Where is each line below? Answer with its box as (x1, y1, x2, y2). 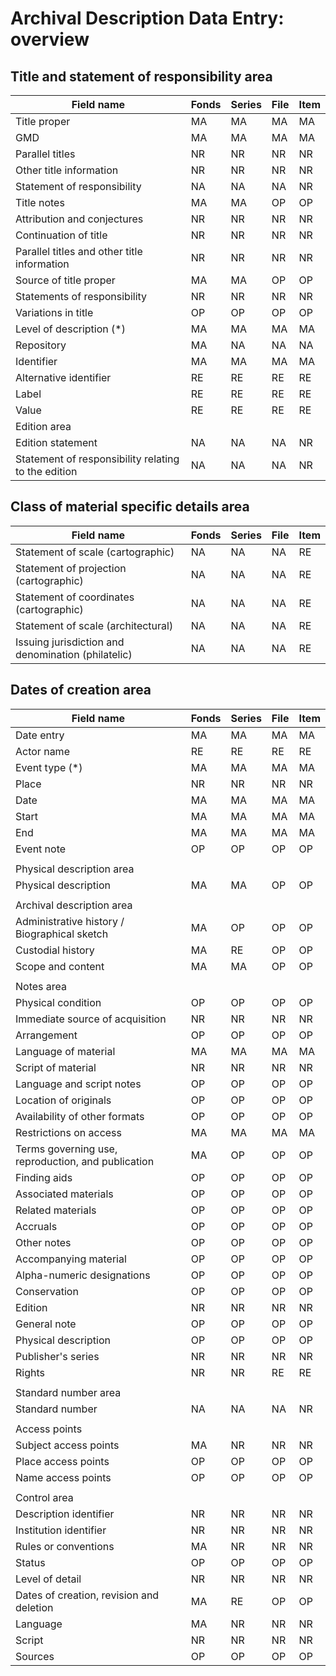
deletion (15, 1600, 54, 1614)
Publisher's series (15, 1349, 100, 1363)
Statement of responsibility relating (15, 452, 180, 466)
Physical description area (15, 862, 135, 876)
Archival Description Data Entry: (10, 7, 285, 30)
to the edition (15, 465, 78, 478)
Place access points (15, 1454, 110, 1468)
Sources (15, 1649, 55, 1663)
